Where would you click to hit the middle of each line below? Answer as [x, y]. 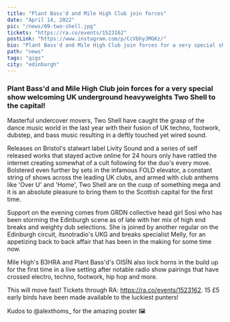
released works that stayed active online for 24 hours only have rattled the [112, 156]
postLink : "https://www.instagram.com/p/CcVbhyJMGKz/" [87, 39]
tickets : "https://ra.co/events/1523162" [67, 33]
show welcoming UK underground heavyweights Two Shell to [111, 97]
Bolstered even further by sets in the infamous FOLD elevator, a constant [110, 170]
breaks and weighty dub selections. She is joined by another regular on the [113, 227]
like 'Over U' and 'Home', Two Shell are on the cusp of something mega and [114, 184]
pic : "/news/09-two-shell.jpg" [52, 26]
